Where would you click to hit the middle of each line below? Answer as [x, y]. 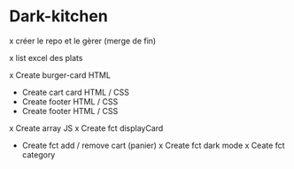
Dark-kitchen [58, 16]
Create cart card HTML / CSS [76, 92]
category [39, 154]
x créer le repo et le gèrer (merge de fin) [83, 41]
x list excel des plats [46, 58]
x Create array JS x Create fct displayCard [86, 128]
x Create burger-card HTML [60, 75]
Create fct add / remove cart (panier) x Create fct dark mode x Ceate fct [153, 145]
